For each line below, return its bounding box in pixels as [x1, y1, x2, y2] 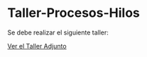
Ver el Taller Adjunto [7, 42, 67, 50]
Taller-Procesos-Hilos [7, 5, 140, 21]
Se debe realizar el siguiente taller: [7, 28, 109, 37]
